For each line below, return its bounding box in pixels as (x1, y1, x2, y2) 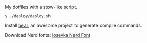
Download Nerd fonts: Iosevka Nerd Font (5, 32, 90, 38)
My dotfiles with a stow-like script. (5, 4, 78, 10)
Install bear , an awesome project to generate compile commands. (5, 22, 142, 28)
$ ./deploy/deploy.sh (5, 14, 51, 19)
